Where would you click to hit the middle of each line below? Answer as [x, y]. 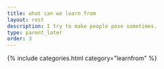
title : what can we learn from [52, 13]
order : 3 [19, 39]
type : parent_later [35, 32]
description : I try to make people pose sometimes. [82, 26]
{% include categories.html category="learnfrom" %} [82, 58]
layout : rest [26, 20]
